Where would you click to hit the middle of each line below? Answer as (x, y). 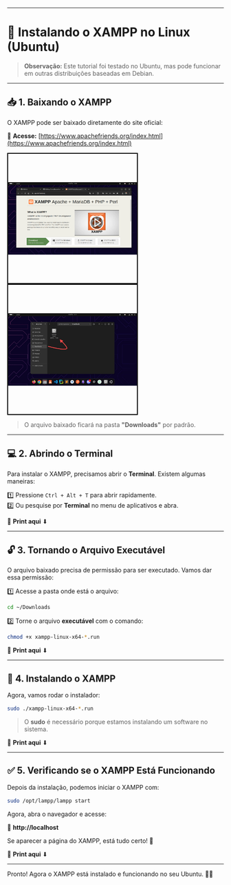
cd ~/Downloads (29, 608)
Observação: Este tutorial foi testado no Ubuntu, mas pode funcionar (122, 66)
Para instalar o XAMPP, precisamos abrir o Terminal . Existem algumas (107, 474)
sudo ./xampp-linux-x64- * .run (51, 708)
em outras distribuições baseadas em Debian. (89, 73)
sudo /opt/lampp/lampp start (49, 801)
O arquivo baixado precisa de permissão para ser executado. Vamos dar (109, 570)
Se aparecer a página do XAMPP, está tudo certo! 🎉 (80, 841)
